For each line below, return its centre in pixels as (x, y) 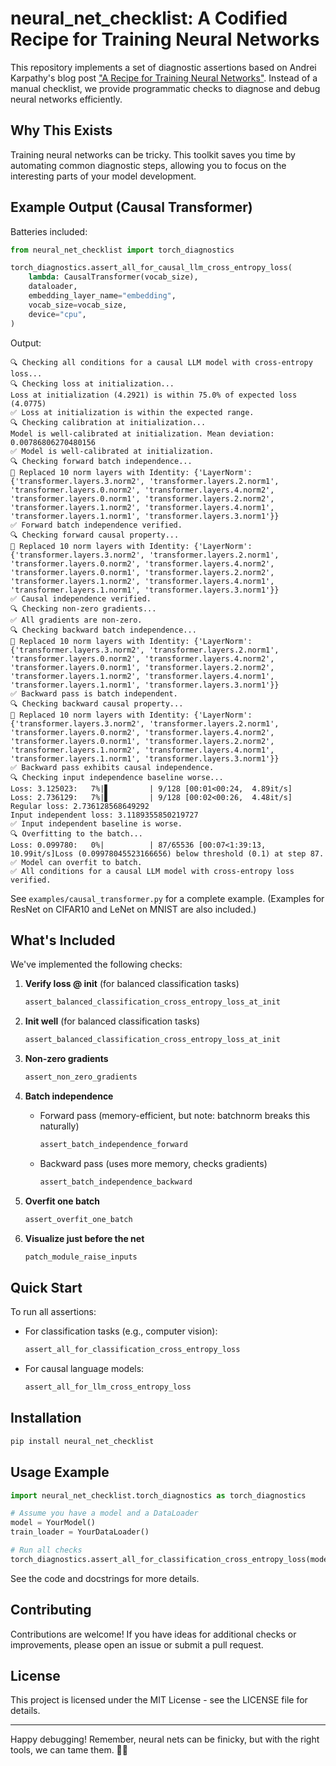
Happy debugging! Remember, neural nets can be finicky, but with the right (165, 1739)
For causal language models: (84, 1369)
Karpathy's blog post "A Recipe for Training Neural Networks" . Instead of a (164, 78)
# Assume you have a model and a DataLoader (104, 1513)
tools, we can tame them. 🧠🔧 (69, 1750)
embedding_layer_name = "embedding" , (102, 296)
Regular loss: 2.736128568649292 (80, 806)
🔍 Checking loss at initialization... (92, 383)
